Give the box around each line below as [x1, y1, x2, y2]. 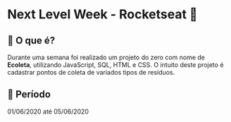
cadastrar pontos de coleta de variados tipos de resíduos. [7, 68, 175, 76]
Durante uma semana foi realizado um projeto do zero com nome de [7, 53, 206, 61]
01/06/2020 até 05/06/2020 [7, 107, 89, 116]
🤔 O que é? [7, 35, 55, 47]
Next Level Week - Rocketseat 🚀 [7, 6, 198, 23]
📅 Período [7, 88, 51, 101]
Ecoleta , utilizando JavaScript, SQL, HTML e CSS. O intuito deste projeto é [7, 61, 224, 69]
